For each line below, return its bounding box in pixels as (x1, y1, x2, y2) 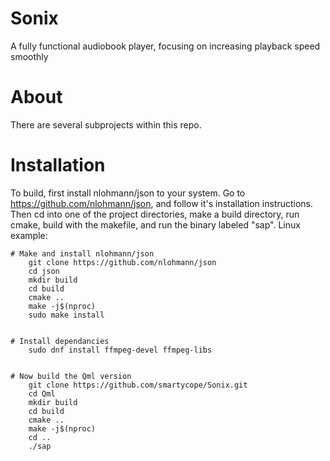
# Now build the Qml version (10, 371, 132, 381)
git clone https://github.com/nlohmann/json (28, 257, 217, 267)
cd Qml (28, 388, 56, 399)
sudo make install (28, 310, 105, 320)
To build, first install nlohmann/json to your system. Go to (10, 187, 246, 199)
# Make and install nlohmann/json (10, 248, 155, 259)
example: (10, 229, 48, 241)
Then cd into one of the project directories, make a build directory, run (10, 208, 300, 220)
